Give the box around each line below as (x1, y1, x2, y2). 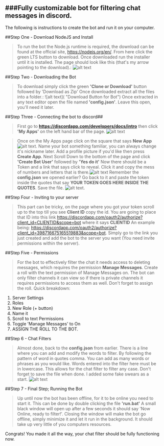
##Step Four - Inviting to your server (5, 194, 79, 200)
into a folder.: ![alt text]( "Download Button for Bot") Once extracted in (17, 94, 158, 99)
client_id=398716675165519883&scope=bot (17, 230, 106, 236)
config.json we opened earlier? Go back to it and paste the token (17, 174, 149, 180)
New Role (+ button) (12, 305, 53, 311)
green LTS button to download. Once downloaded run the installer (17, 54, 150, 60)
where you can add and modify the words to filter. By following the (17, 350, 152, 356)
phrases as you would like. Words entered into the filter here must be (17, 360, 157, 367)
